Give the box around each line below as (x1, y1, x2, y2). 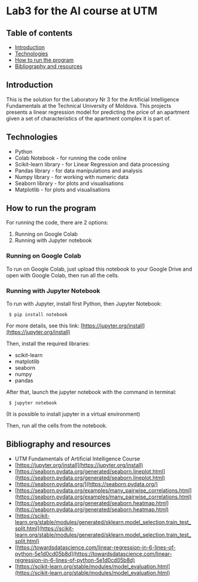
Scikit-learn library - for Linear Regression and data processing (14, 160, 169, 168)
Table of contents (6, 28, 73, 38)
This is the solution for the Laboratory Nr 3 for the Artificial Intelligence (6, 95, 180, 103)
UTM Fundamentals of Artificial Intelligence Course (14, 455, 140, 462)
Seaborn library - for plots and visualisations (14, 179, 124, 187)
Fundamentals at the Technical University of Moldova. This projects (6, 102, 171, 109)
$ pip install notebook (8, 312, 68, 318)
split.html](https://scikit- (14, 525, 74, 532)
